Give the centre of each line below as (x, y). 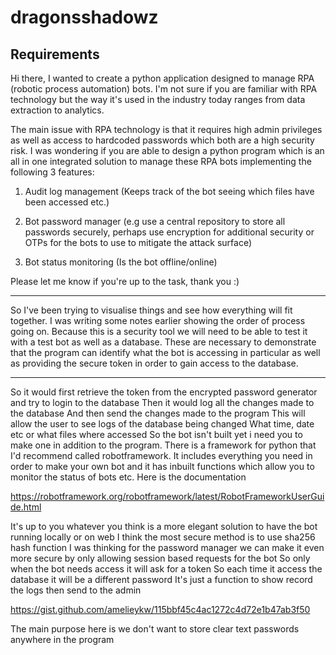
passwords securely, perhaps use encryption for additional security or (169, 232)
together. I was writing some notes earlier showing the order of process (158, 320)
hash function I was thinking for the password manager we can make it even (167, 547)
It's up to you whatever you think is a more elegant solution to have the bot (164, 526)
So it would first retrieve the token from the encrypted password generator (164, 392)
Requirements (55, 54)
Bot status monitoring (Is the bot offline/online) (121, 262)
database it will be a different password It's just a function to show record (161, 579)
